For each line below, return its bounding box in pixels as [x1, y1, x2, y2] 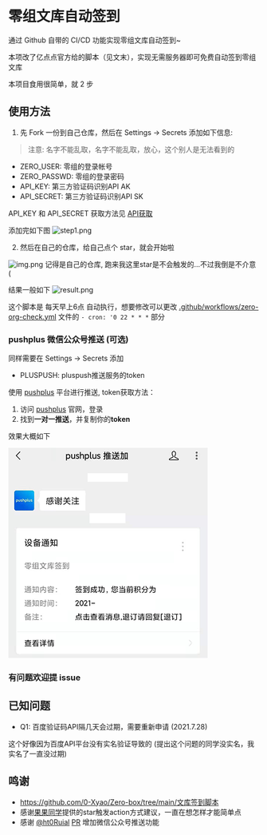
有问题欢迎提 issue [8, 672, 81, 683]
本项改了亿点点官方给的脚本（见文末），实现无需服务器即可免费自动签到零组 [8, 52, 257, 62]
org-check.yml [8, 312, 57, 321]
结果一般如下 [8, 284, 50, 294]
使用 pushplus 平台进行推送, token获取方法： [8, 388, 155, 397]
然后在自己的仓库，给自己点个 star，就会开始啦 [19, 242, 175, 252]
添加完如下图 [8, 225, 50, 235]
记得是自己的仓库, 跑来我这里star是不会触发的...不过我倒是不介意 [45, 259, 257, 268]
